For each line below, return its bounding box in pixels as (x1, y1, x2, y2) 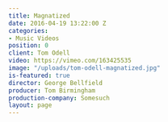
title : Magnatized (8, 11, 70, 20)
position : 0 (8, 42, 48, 50)
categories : (8, 26, 48, 35)
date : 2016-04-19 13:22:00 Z (8, 19, 107, 27)
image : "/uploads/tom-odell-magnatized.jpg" (8, 64, 161, 72)
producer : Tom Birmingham (8, 86, 95, 95)
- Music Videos (8, 34, 60, 43)
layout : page (8, 101, 52, 109)
